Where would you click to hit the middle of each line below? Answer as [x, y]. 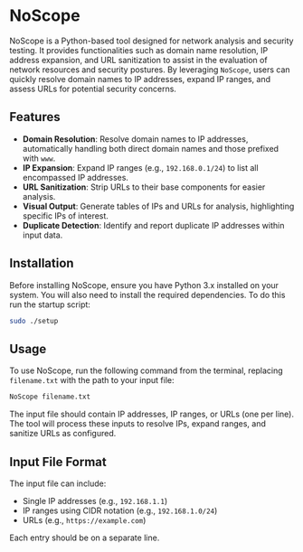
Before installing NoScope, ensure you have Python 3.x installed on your [144, 285]
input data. [43, 235]
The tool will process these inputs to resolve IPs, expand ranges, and [138, 424]
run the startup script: [50, 304]
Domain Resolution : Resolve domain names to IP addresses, [135, 139]
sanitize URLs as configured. [63, 434]
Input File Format [58, 462]
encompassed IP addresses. [76, 177]
